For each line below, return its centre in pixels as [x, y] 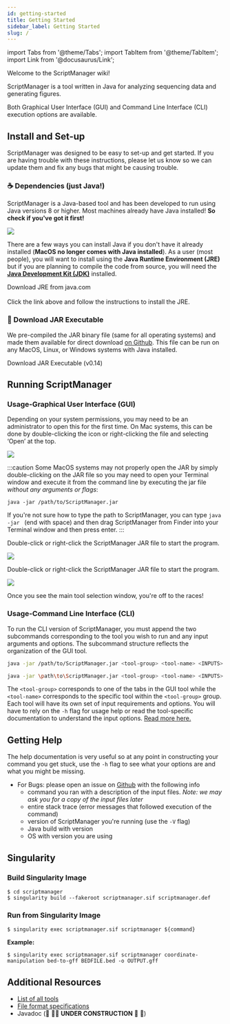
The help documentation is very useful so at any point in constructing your [113, 757]
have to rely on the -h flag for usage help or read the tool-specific [101, 711]
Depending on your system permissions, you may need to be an [98, 419]
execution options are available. [52, 115]
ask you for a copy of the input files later [85, 800]
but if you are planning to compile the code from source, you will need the [112, 267]
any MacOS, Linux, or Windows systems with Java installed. [92, 349]
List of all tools [38, 999]
